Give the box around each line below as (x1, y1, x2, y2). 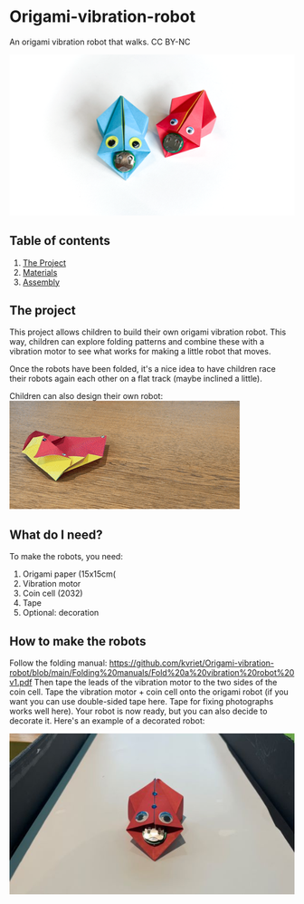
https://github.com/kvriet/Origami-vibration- (109, 657, 274, 668)
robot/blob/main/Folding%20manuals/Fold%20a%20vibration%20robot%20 (9, 667, 295, 678)
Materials (22, 267, 58, 277)
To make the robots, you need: (9, 551, 124, 562)
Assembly (22, 277, 61, 287)
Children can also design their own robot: (9, 391, 164, 402)
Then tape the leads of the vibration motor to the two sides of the (33, 677, 278, 688)
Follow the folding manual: (9, 657, 108, 668)
